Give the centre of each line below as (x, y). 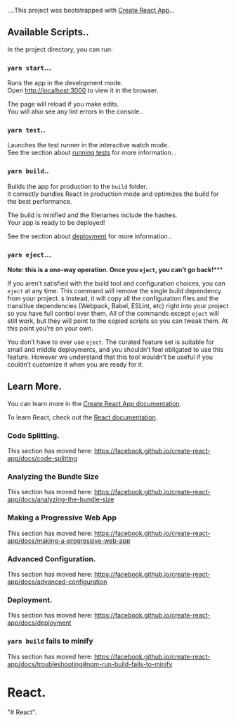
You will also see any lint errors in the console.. (75, 111)
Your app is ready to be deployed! (56, 222)
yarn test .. (26, 130)
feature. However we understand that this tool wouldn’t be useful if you (110, 357)
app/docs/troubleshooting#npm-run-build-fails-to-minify (90, 664)
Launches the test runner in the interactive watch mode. (88, 145)
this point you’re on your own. (50, 328)
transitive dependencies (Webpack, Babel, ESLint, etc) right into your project (118, 306)
